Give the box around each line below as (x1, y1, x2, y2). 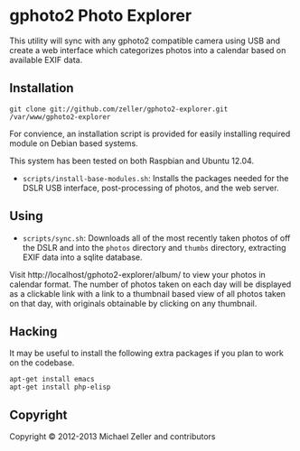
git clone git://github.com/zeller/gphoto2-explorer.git (9, 105, 229, 114)
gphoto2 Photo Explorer (9, 5, 192, 26)
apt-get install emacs (9, 375, 95, 384)
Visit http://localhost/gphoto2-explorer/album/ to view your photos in (9, 269, 267, 280)
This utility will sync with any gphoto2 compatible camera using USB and (9, 35, 281, 46)
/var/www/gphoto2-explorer (9, 112, 111, 122)
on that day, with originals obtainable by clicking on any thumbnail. (9, 298, 258, 308)
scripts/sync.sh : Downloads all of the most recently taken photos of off (22, 232, 291, 244)
